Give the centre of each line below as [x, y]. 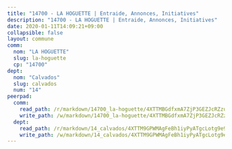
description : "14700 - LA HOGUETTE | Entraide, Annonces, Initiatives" [112, 20]
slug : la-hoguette [40, 58]
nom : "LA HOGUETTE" [41, 52]
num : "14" [27, 90]
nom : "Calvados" [37, 77]
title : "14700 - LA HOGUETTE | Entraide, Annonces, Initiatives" [103, 13]
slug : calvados [35, 84]
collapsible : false [35, 33]
